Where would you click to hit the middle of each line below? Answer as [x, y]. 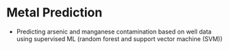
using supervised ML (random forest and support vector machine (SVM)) [119, 38]
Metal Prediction [55, 13]
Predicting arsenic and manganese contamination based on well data [114, 32]
